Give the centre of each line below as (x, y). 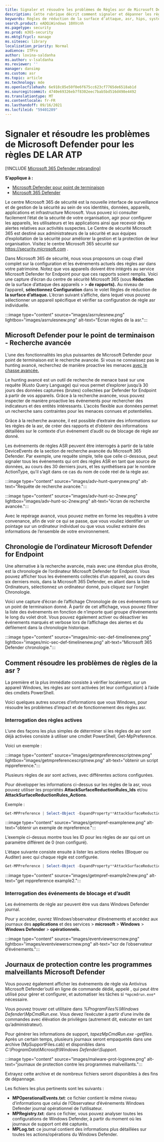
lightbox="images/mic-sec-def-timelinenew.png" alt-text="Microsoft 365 (79, 642)
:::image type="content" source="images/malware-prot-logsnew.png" (76, 1059)
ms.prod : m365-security (29, 32)
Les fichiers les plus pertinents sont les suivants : (54, 1089)
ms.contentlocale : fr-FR (30, 101)
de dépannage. (20, 1079)
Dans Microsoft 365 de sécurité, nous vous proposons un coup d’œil (74, 258)
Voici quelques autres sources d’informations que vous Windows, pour (76, 702)
